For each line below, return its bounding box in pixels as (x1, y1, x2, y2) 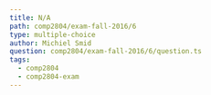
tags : (9, 55, 30, 64)
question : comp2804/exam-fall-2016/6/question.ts (9, 47, 203, 56)
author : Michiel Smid (9, 38, 92, 48)
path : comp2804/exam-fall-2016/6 (9, 22, 137, 31)
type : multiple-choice (9, 30, 96, 39)
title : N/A (9, 13, 51, 23)
